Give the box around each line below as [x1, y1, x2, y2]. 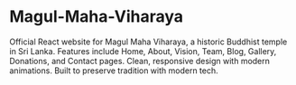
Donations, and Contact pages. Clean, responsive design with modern [9, 55, 271, 66]
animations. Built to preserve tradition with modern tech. [9, 65, 218, 76]
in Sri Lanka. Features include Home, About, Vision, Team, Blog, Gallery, [9, 45, 277, 56]
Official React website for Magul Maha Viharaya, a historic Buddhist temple [9, 36, 288, 47]
